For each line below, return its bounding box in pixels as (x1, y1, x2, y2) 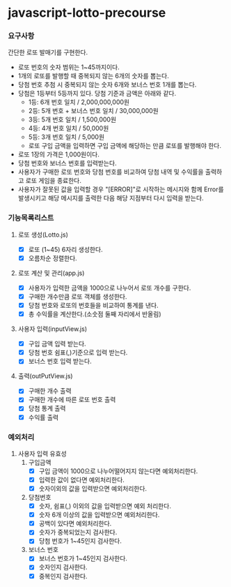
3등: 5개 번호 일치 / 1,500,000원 (28, 115, 117, 124)
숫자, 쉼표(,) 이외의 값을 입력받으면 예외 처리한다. (38, 502, 171, 510)
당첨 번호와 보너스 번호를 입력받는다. (17, 159, 117, 168)
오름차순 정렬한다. (28, 253, 77, 262)
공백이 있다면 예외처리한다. (38, 519, 112, 528)
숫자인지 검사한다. (38, 563, 88, 572)
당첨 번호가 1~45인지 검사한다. (38, 537, 122, 545)
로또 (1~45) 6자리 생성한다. (28, 245, 103, 253)
